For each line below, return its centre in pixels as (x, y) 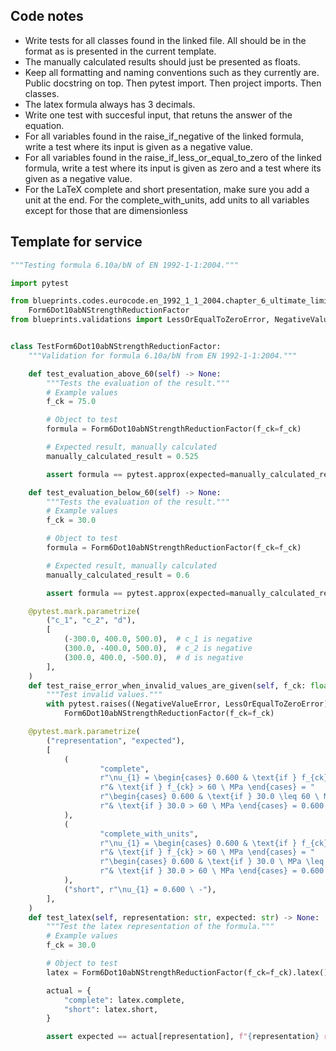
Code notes (47, 16)
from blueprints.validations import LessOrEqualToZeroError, (140, 320)
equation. (44, 125)
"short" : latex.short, (111, 1009)
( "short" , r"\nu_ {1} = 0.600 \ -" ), (140, 889)
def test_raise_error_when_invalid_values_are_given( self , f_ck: (167, 685)
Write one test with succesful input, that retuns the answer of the (158, 115)
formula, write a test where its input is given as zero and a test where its (173, 168)
